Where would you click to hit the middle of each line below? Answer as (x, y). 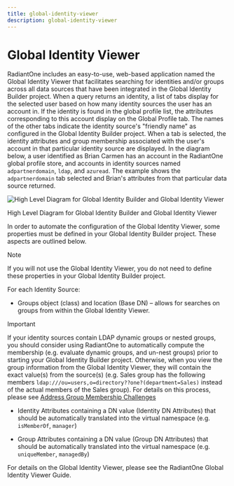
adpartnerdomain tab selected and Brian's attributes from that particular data (117, 179)
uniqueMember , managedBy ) (53, 454)
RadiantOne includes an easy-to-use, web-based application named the (111, 74)
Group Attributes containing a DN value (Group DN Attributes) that (113, 439)
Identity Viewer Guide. (39, 475)
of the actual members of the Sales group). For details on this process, (109, 390)
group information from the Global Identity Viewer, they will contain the (109, 368)
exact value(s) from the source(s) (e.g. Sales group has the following (106, 375)
